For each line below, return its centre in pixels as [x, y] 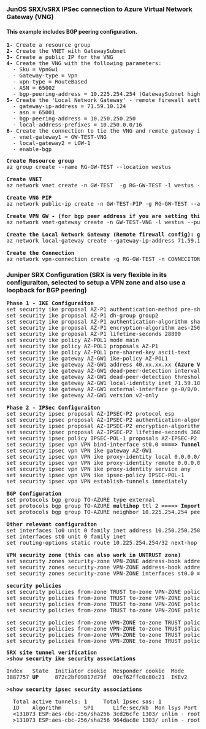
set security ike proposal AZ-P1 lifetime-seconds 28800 [94, 334]
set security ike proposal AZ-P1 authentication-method [92, 310]
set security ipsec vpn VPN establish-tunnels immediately [97, 481]
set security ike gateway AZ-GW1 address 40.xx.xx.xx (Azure [100, 365]
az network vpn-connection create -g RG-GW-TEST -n [86, 259]
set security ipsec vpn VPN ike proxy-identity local [89, 457]
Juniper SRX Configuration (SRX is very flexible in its [87, 275]
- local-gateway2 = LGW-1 [51, 143]
